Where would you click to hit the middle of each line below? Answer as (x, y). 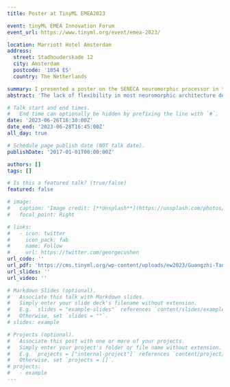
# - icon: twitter (37, 233)
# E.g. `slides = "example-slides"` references (79, 309)
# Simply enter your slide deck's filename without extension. (102, 303)
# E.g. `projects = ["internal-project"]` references (88, 354)
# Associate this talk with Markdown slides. (76, 297)
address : (20, 51)
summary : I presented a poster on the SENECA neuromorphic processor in (113, 89)
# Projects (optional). (41, 335)
